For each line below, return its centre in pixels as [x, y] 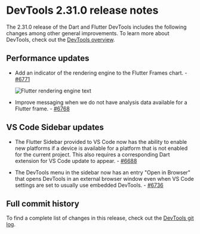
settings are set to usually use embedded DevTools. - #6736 [89, 185]
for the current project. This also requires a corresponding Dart [92, 154]
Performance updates [48, 58]
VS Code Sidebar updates [55, 127]
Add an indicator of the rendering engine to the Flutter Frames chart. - [101, 73]
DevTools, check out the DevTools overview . [61, 39]
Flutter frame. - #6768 [42, 109]
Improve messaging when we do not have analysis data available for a [101, 102]
